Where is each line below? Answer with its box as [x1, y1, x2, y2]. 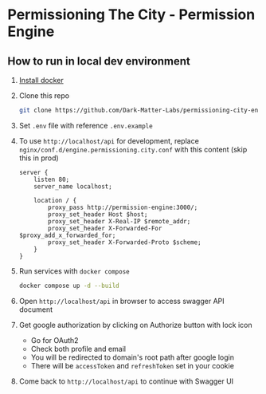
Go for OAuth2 [30, 335, 79, 345]
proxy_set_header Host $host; [48, 210, 148, 219]
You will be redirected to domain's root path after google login [30, 353, 234, 362]
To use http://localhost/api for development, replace [18, 136, 200, 145]
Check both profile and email [30, 344, 127, 353]
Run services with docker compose [18, 266, 130, 276]
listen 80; [33, 175, 70, 183]
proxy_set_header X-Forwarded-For [48, 224, 162, 232]
